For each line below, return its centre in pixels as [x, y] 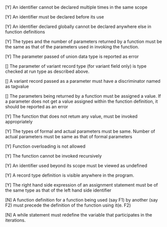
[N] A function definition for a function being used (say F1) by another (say [82, 200]
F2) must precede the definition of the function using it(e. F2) [68, 205]
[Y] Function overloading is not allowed [45, 146]
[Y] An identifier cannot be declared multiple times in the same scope [77, 7]
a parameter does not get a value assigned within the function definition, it [82, 101]
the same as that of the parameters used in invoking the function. [72, 47]
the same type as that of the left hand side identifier [58, 190]
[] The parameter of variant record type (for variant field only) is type [76, 66]
